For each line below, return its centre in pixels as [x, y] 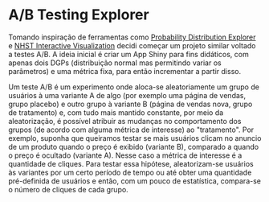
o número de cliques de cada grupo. [68, 189]
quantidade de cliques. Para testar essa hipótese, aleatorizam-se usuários [131, 163]
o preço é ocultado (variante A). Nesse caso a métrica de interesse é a [125, 155]
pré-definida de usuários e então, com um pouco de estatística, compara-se [134, 181]
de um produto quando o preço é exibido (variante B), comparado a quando [134, 146]
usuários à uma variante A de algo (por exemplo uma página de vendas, [127, 95]
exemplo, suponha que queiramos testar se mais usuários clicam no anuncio [135, 138]
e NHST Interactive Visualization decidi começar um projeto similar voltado [132, 45]
